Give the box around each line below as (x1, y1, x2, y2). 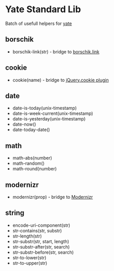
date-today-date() (12, 127, 50, 133)
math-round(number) (12, 166, 57, 172)
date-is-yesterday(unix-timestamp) (12, 116, 86, 122)
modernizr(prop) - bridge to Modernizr (12, 194, 93, 200)
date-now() (12, 121, 36, 128)
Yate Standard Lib (5, 4, 81, 15)
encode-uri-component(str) (12, 222, 71, 228)
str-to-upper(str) (12, 260, 47, 266)
